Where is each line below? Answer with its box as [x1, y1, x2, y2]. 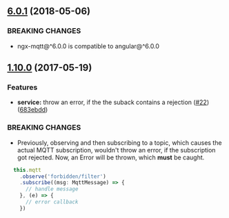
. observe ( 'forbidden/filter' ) [19, 172, 107, 180]
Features [7, 83, 38, 92]
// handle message [25, 186, 79, 192]
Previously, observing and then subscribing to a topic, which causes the [17, 138, 222, 147]
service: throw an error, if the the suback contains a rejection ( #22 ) [17, 98, 209, 106]
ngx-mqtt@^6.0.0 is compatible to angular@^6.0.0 [17, 41, 160, 50]
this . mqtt [13, 166, 41, 173]
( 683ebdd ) [17, 106, 48, 114]
